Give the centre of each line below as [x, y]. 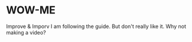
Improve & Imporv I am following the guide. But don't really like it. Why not [96, 26]
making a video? [26, 32]
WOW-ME [31, 10]
